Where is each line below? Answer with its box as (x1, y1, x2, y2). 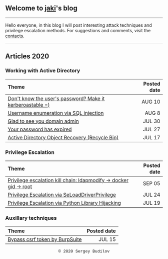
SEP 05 (142, 180, 160, 187)
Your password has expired (7, 126, 72, 133)
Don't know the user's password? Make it (7, 95, 105, 102)
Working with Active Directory (5, 67, 80, 74)
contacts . (5, 33, 25, 39)
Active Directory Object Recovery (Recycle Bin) (7, 134, 119, 141)
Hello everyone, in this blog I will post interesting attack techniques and (5, 22, 152, 28)
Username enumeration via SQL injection (7, 109, 104, 116)
